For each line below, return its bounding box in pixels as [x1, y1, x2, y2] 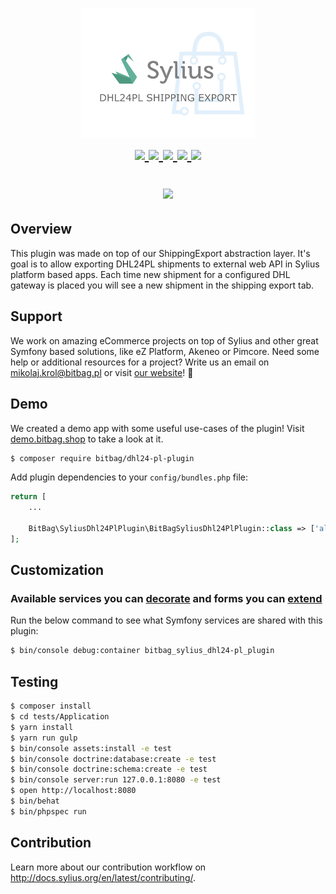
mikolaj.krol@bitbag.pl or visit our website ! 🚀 [10, 366, 194, 378]
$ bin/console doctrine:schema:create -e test [10, 764, 208, 775]
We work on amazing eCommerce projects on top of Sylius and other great [10, 334, 319, 347]
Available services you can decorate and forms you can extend [10, 592, 323, 606]
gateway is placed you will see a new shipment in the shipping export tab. [10, 279, 315, 291]
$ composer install [10, 701, 92, 712]
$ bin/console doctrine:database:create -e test [10, 754, 217, 764]
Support [10, 308, 63, 325]
